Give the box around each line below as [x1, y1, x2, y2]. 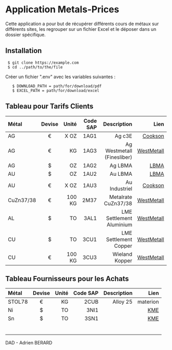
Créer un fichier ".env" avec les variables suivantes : [5, 73, 116, 80]
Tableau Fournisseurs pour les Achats [5, 274, 129, 283]
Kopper [114, 257, 133, 264]
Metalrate [109, 193, 133, 200]
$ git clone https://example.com [7, 60, 79, 65]
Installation [5, 46, 42, 55]
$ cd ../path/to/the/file [7, 64, 63, 70]
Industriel [110, 185, 133, 192]
